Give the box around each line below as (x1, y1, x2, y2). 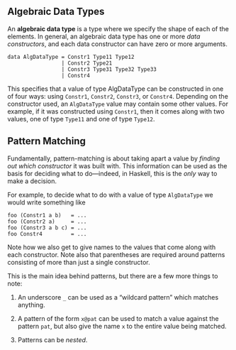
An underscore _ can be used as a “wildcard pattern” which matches (17, 292, 219, 301)
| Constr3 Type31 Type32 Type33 (61, 65, 157, 73)
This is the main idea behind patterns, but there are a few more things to (7, 271, 218, 280)
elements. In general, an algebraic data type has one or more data (7, 32, 201, 40)
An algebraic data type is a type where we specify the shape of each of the (7, 24, 229, 33)
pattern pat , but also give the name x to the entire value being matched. (17, 322, 227, 330)
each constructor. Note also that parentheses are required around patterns (7, 250, 225, 258)
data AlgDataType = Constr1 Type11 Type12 (7, 53, 135, 60)
